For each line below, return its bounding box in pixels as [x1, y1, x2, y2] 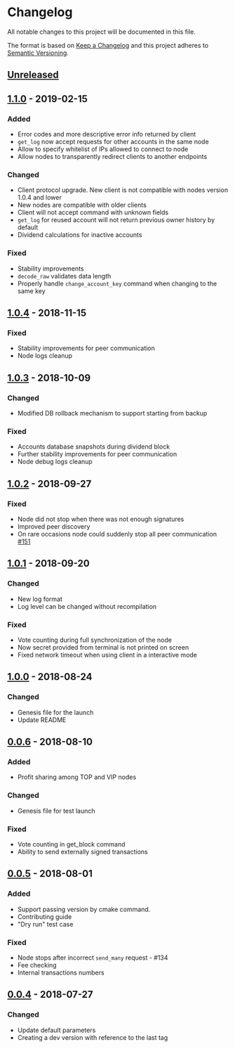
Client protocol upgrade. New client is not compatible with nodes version [17, 186, 229, 194]
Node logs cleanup [17, 352, 72, 360]
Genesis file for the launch [17, 708, 94, 716]
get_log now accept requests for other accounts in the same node [17, 138, 209, 146]
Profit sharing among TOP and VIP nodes [17, 773, 137, 781]
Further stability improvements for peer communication [17, 450, 177, 458]
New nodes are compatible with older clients [17, 201, 147, 210]
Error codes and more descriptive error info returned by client [17, 130, 196, 139]
